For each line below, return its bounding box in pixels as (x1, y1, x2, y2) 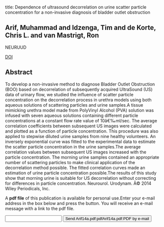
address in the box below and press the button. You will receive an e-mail (5, 200, 153, 206)
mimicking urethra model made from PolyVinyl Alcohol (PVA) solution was (5, 107, 154, 113)
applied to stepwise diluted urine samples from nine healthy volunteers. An (5, 133, 156, 139)
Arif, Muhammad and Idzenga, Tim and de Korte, (5, 24, 156, 32)
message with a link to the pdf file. (5, 205, 75, 211)
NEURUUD (5, 44, 27, 50)
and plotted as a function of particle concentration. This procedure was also (5, 128, 159, 134)
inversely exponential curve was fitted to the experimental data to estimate (5, 139, 156, 144)
